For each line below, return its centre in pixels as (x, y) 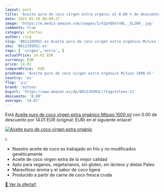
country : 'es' (20, 78)
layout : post (18, 10)
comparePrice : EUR (25, 69)
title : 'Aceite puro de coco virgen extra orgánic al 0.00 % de (72, 14)
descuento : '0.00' (24, 96)
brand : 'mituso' (21, 87)
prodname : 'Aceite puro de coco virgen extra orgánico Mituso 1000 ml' (79, 73)
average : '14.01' (23, 101)
